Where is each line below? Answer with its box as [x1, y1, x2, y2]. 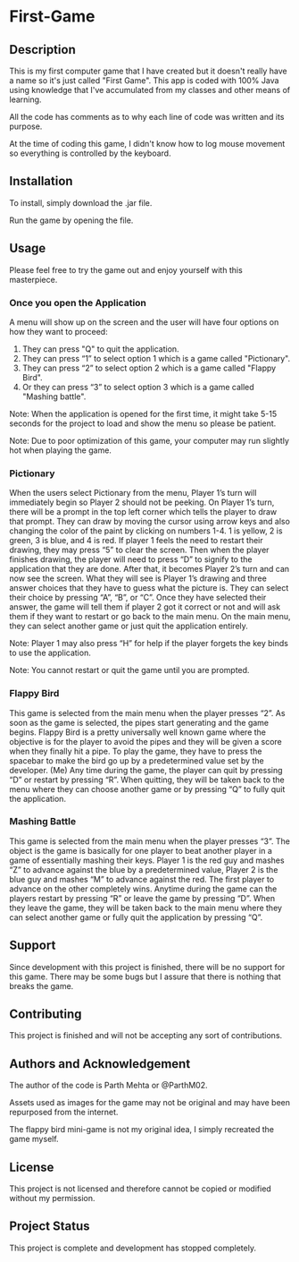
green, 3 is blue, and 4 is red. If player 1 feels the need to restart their [9, 535, 263, 546]
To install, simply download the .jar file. [9, 197, 153, 208]
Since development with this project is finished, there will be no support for [9, 961, 286, 972]
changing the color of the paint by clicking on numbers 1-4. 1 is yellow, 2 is [9, 525, 283, 536]
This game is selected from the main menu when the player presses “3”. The [9, 835, 290, 847]
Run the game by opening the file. [9, 215, 134, 226]
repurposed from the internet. [9, 1107, 119, 1118]
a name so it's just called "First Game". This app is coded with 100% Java [9, 75, 279, 86]
